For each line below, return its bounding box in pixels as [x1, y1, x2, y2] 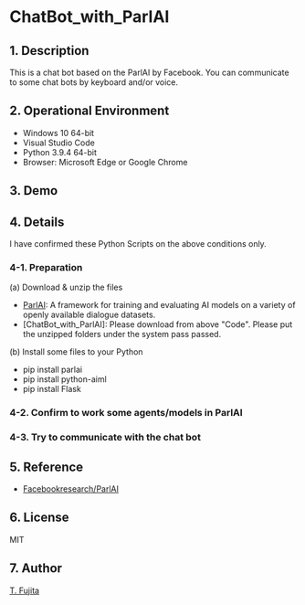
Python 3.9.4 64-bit [22, 146, 98, 157]
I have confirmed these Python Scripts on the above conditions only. [9, 239, 267, 249]
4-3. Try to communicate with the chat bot [9, 431, 201, 444]
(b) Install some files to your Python [9, 346, 143, 357]
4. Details [9, 214, 65, 229]
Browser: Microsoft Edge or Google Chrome [22, 156, 188, 167]
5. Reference [9, 459, 84, 474]
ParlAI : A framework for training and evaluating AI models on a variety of [22, 300, 296, 311]
